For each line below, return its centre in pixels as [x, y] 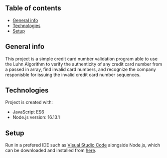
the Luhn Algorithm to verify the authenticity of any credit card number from [84, 64]
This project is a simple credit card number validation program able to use [81, 58]
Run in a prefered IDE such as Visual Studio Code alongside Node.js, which [83, 145]
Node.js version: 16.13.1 [36, 117]
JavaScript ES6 [28, 112]
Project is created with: [29, 102]
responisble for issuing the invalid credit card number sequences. [73, 74]
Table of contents [33, 8]
